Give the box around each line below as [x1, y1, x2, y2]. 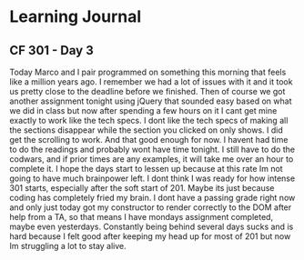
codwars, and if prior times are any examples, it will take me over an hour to [9, 154, 294, 165]
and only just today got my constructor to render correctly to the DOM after [9, 202, 292, 213]
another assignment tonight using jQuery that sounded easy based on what [9, 95, 293, 106]
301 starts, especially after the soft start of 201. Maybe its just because [9, 183, 275, 193]
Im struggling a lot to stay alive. [9, 241, 127, 251]
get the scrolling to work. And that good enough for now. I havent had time [9, 135, 289, 145]
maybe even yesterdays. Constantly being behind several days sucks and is [9, 221, 294, 232]
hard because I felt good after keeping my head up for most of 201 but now [9, 231, 291, 242]
